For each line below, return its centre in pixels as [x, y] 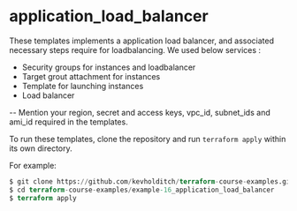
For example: [33, 165]
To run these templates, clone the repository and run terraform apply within [148, 139]
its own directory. [41, 148]
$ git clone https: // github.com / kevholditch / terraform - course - [128, 181]
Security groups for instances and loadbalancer [109, 67]
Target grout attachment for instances [91, 76]
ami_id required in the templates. [69, 122]
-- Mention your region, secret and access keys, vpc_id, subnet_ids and [140, 112]
